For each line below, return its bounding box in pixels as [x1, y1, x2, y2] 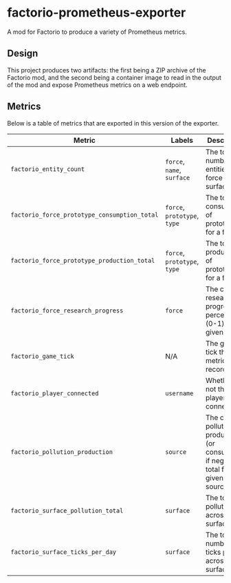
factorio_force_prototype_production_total [10, 257, 155, 264]
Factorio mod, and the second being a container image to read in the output [7, 73, 222, 81]
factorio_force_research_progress [10, 306, 124, 315]
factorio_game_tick [10, 352, 74, 360]
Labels [170, 135, 194, 145]
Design [7, 48, 38, 59]
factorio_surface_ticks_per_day [10, 548, 117, 556]
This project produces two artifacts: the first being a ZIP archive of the [7, 66, 206, 74]
